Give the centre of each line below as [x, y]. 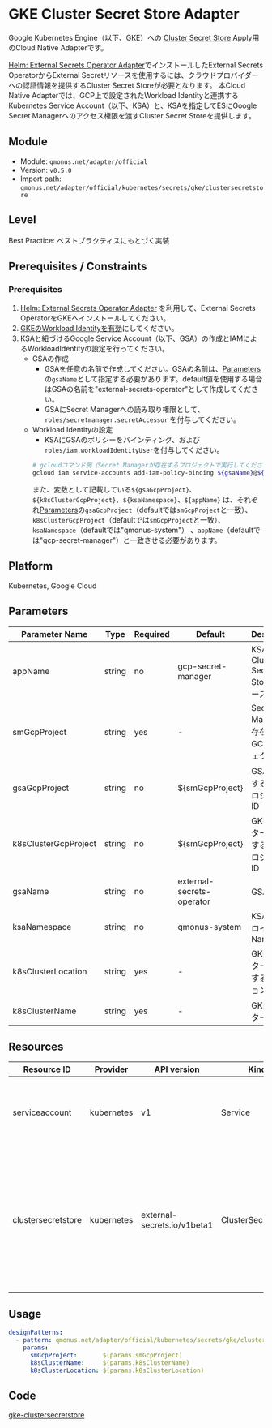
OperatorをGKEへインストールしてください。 [95, 318]
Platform [31, 566]
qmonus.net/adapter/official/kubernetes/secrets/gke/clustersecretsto [142, 187]
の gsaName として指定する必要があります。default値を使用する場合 [153, 379]
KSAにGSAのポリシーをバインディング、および [122, 440]
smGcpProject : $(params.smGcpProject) [106, 1355]
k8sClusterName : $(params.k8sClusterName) [110, 1363]
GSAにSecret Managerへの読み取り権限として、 [124, 410]
